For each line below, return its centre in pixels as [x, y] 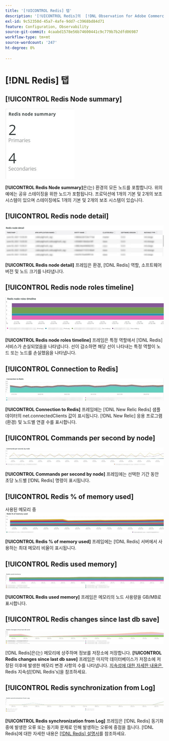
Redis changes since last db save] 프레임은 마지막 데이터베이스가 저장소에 [80, 659]
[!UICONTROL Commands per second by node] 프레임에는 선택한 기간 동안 [82, 474]
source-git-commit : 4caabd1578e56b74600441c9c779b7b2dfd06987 [72, 32]
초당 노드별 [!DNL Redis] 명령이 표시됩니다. [48, 480]
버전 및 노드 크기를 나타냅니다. [35, 271]
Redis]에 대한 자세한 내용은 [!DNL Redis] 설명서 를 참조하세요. [66, 733]
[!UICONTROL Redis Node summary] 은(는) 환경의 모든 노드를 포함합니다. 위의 [84, 187]
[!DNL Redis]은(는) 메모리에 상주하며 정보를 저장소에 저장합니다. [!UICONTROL [83, 653]
